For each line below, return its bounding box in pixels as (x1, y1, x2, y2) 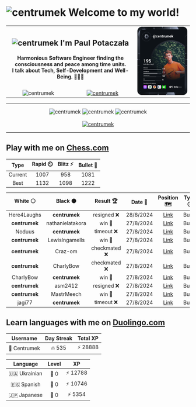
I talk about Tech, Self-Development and (12, 67, 114, 74)
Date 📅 (131, 198, 148, 205)
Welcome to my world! (68, 6, 180, 19)
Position (157, 194, 178, 201)
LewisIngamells (47, 236, 85, 243)
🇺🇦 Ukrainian (8, 370, 43, 377)
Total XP (78, 334, 99, 342)
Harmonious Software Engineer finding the (17, 54, 124, 61)
